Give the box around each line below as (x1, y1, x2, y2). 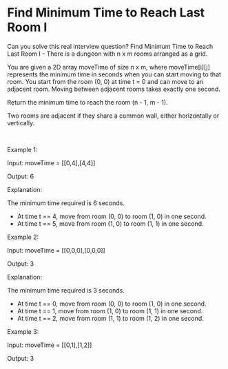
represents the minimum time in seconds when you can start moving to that (7, 70, 222, 78)
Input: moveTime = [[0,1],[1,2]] (7, 341, 92, 349)
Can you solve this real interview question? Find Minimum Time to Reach (7, 42, 214, 50)
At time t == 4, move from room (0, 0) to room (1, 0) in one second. (17, 212, 207, 220)
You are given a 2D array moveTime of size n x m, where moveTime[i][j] (7, 63, 210, 71)
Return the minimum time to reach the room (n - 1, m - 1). (7, 98, 168, 106)
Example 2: (7, 233, 39, 241)
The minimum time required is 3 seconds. (7, 286, 125, 294)
